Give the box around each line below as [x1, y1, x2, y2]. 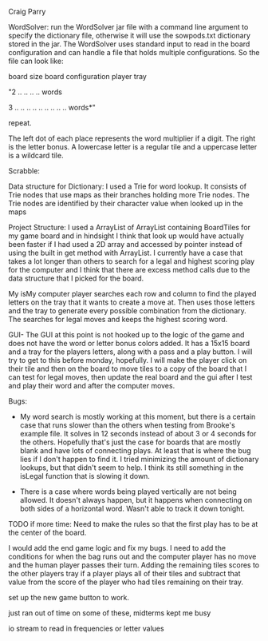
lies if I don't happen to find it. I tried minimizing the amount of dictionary [19, 455, 259, 464]
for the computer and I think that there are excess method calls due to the [8, 265, 250, 274]
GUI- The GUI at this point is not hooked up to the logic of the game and [8, 330, 245, 339]
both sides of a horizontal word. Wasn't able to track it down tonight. [19, 504, 246, 513]
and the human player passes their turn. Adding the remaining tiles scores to [8, 560, 260, 570]
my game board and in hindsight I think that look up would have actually [8, 231, 245, 241]
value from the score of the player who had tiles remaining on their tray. [8, 577, 243, 587]
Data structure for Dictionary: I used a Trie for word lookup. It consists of [8, 181, 247, 191]
